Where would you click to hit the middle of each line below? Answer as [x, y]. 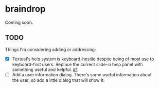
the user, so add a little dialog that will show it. [58, 80]
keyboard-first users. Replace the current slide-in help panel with [78, 64]
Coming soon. [19, 22]
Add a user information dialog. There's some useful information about [82, 74]
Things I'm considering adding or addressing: [51, 49]
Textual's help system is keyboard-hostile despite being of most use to [83, 59]
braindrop [26, 9]
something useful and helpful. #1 [45, 70]
